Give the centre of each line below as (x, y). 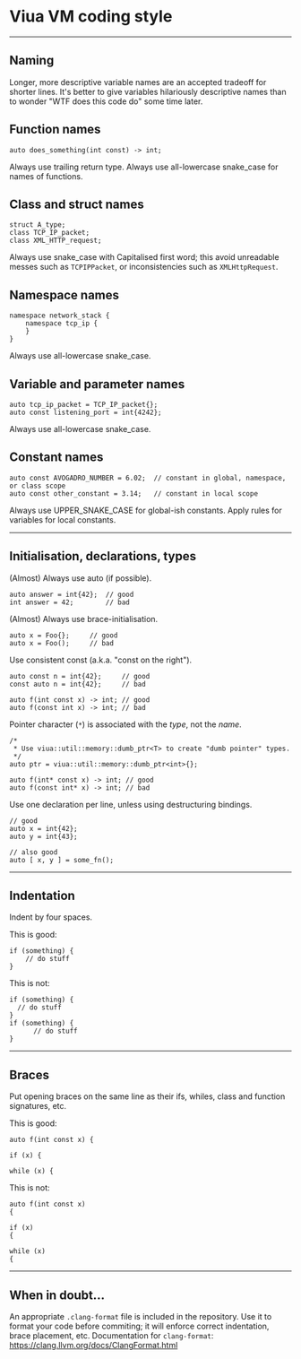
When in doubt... (57, 1295)
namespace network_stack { (60, 316)
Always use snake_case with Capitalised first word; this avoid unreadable (144, 257)
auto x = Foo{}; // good (64, 635)
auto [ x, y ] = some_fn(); (62, 860)
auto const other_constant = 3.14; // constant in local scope (133, 493)
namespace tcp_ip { (62, 324)
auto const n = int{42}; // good (80, 676)
